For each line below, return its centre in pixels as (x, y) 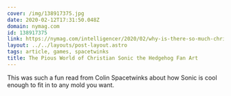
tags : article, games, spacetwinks (58, 52)
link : (15, 39)
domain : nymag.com (33, 26)
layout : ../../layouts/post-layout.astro (67, 45)
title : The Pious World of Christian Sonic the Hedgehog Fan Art (102, 58)
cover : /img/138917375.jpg (46, 13)
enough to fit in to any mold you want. (61, 85)
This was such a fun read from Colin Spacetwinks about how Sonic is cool (112, 77)
